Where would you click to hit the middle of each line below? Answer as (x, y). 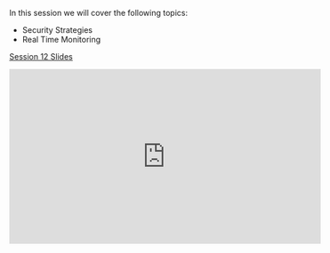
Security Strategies (57, 30)
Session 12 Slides (41, 56)
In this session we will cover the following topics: (99, 13)
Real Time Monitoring (61, 40)
